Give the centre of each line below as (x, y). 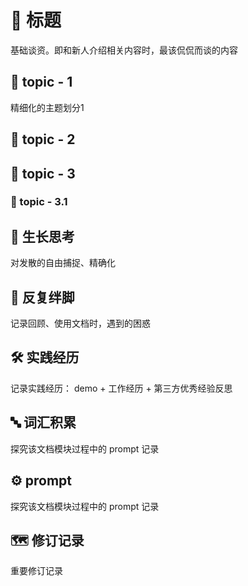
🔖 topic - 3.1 (39, 202)
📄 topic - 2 (43, 139)
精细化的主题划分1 (47, 107)
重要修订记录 (36, 571)
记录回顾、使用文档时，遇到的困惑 (80, 323)
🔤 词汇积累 (43, 422)
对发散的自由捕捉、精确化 (63, 263)
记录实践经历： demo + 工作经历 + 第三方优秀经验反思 (121, 388)
